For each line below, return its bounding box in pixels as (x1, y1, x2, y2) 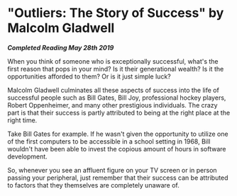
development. (7, 152, 48, 161)
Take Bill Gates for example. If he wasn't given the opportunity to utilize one (7, 129, 228, 138)
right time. (7, 115, 38, 125)
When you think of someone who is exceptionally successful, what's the (7, 57, 219, 65)
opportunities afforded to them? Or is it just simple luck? (7, 72, 172, 81)
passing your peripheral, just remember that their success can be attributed (7, 173, 228, 182)
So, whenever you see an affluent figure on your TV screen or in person (7, 166, 218, 174)
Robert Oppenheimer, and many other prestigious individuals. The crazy (7, 100, 218, 109)
